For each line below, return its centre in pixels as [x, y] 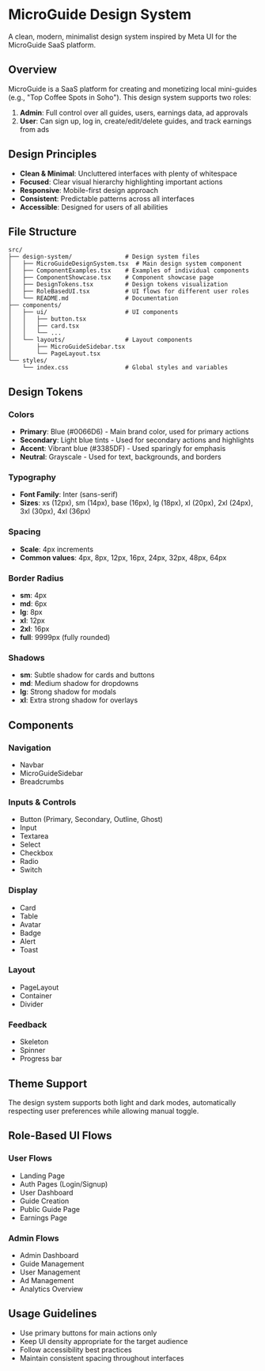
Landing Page [42, 1176]
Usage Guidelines [53, 1314]
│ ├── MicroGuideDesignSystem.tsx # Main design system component [125, 264]
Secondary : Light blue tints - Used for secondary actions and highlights [137, 440]
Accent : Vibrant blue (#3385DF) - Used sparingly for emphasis [123, 449]
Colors [21, 415]
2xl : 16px [34, 629]
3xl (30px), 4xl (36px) [55, 511]
